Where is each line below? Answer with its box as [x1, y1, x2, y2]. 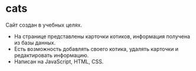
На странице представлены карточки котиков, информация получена [14, 33, 190, 40]
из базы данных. [14, 39, 56, 46]
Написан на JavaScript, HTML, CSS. [14, 58, 104, 65]
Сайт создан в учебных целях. [5, 21, 82, 28]
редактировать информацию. [14, 51, 89, 59]
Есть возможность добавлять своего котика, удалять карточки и [14, 45, 178, 52]
